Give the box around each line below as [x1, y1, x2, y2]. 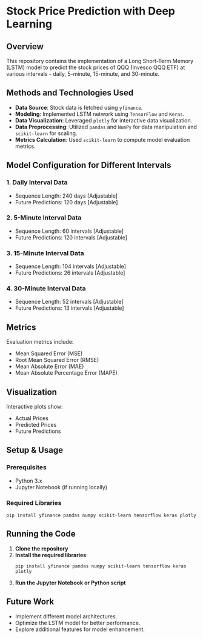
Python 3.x [15, 477, 42, 484]
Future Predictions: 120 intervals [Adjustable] [15, 233, 128, 241]
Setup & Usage [6, 445, 64, 455]
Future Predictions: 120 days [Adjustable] [15, 198, 118, 206]
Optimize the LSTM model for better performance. [15, 619, 141, 626]
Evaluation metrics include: [6, 338, 74, 346]
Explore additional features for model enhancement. [15, 626, 145, 633]
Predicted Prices [15, 421, 57, 429]
